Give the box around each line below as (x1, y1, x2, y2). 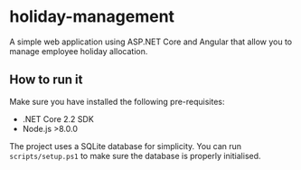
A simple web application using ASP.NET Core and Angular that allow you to (9, 36, 292, 47)
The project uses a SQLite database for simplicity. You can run (9, 140, 242, 151)
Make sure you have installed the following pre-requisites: (9, 96, 225, 107)
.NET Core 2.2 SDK (22, 113, 95, 124)
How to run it (9, 72, 83, 88)
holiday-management (9, 6, 174, 27)
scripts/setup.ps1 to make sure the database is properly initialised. (9, 150, 261, 161)
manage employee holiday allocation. (9, 45, 148, 56)
